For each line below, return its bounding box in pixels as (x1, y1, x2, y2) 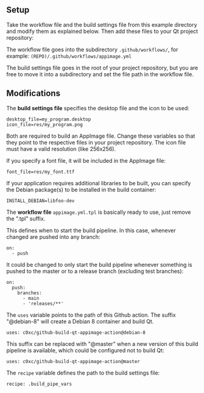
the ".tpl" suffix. (6, 214, 46, 222)
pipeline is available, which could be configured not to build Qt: (6, 347, 164, 354)
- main (22, 295, 40, 301)
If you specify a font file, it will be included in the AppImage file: (6, 157, 166, 164)
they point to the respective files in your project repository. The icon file (6, 138, 186, 146)
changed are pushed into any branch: (6, 233, 100, 240)
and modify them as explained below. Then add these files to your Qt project (6, 27, 199, 35)
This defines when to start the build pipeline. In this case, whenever (6, 227, 177, 234)
